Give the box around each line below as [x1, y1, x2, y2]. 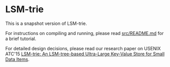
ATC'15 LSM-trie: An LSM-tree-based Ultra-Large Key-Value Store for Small [5, 51, 165, 57]
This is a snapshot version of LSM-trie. [5, 20, 87, 26]
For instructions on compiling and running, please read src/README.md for [5, 30, 164, 36]
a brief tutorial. [5, 36, 37, 42]
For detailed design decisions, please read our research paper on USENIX [5, 45, 161, 51]
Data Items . [5, 56, 30, 62]
